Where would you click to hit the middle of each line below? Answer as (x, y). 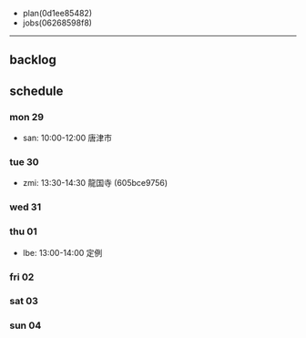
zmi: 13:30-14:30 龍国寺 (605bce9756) (95, 183)
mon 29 (26, 117)
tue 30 (24, 162)
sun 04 (25, 325)
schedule (36, 91)
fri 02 (22, 277)
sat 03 (24, 302)
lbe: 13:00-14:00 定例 (62, 252)
